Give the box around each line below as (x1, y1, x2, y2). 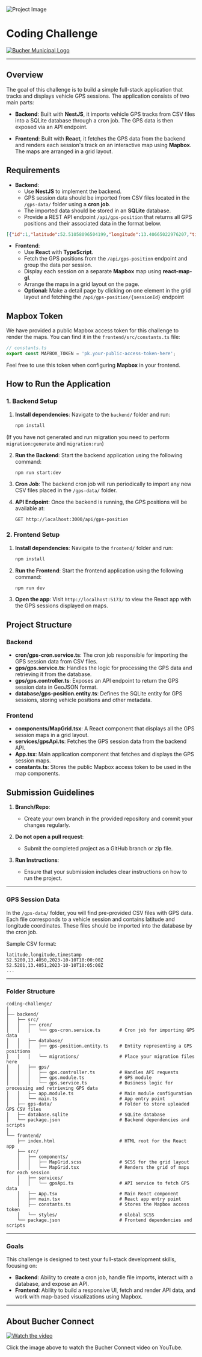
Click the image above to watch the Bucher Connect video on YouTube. (6, 1344, 183, 1351)
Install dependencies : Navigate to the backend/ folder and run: (14, 411, 171, 418)
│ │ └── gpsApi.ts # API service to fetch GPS (17, 1180, 189, 1186)
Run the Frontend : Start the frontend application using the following (14, 567, 183, 574)
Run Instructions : (14, 856, 60, 864)
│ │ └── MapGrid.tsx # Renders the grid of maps (17, 1164, 189, 1170)
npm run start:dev (14, 469, 61, 476)
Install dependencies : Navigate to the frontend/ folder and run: (14, 544, 173, 551)
